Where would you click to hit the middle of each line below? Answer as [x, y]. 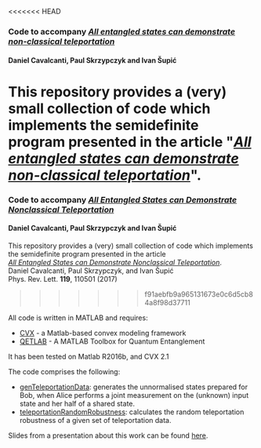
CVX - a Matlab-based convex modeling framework [103, 333]
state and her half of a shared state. [77, 403]
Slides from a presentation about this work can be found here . [108, 435]
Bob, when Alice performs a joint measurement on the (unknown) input [134, 395]
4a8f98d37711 [167, 302]
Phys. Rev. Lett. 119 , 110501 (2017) [63, 279]
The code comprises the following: [64, 371]
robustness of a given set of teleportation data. [95, 420]
